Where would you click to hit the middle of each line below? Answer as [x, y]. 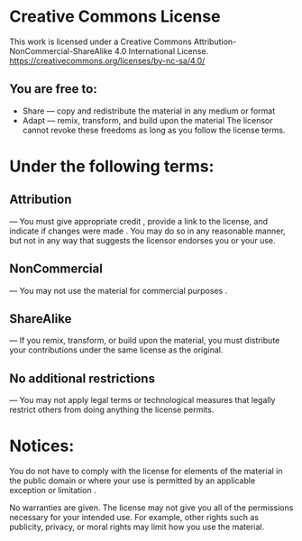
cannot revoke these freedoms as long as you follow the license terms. [154, 130]
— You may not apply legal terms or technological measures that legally [142, 400]
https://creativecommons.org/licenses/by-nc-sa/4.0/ [107, 60]
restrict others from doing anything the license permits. [112, 410]
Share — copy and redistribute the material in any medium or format [149, 111]
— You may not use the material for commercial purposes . [119, 290]
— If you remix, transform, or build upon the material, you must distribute [145, 341]
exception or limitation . [53, 491]
